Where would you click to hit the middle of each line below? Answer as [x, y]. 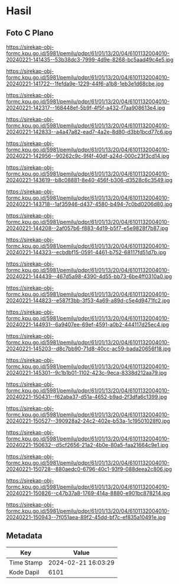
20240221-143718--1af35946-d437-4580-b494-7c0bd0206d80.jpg [89, 204]
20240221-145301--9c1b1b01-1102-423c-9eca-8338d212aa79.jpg [87, 373]
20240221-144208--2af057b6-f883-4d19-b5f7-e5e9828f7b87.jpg [87, 228]
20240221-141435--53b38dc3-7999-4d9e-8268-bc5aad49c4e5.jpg [90, 60]
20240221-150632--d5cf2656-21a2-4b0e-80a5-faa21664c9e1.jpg [87, 445]
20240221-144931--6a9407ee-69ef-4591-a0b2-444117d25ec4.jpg [88, 325]
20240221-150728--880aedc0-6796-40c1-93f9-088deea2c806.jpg [89, 469]
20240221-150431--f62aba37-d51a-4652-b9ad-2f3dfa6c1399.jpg [87, 397]
